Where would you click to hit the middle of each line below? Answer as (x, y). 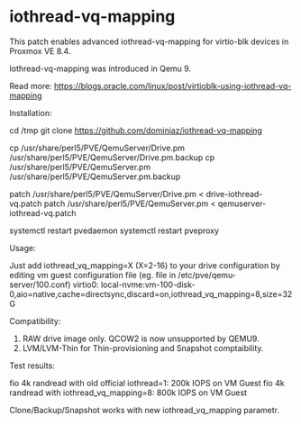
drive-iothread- (234, 194)
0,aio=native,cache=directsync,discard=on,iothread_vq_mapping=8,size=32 (151, 293)
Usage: (23, 248)
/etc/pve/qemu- (207, 275)
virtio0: (86, 284)
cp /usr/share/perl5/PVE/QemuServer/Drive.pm (97, 148)
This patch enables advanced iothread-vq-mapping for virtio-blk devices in (149, 41)
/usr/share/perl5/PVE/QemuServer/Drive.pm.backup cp (112, 157)
